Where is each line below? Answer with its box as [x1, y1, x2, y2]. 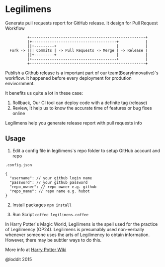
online [12, 110, 25, 116]
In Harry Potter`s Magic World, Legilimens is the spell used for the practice [5, 221, 158, 227]
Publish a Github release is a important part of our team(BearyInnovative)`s [5, 70, 159, 76]
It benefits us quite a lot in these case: [5, 90, 83, 96]
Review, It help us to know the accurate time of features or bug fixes [12, 105, 153, 111]
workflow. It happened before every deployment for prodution [5, 75, 132, 81]
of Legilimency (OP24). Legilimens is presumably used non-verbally [5, 226, 145, 232]
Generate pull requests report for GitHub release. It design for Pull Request [5, 20, 158, 26]
